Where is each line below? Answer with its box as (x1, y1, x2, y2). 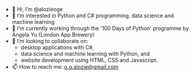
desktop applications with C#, (20, 44, 94, 51)
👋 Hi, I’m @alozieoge (11, 6, 63, 13)
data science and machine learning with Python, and (20, 50, 150, 57)
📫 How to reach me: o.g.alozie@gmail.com (11, 63, 119, 70)
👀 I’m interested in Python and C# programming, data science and (11, 12, 174, 19)
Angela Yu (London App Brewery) (11, 31, 95, 38)
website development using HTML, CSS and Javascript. (20, 57, 158, 63)
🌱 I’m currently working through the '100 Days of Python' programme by (11, 25, 189, 32)
